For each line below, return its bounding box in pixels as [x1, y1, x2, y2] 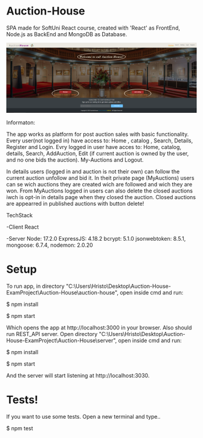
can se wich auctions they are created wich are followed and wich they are [6, 180, 193, 188]
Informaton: [6, 119, 35, 126]
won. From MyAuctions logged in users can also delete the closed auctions [6, 187, 193, 194]
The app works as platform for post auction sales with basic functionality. [6, 130, 189, 138]
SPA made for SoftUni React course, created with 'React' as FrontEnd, [6, 24, 180, 31]
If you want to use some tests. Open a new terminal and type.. [6, 413, 161, 420]
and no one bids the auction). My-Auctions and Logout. [6, 156, 144, 163]
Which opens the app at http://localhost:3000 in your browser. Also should [6, 324, 192, 331]
